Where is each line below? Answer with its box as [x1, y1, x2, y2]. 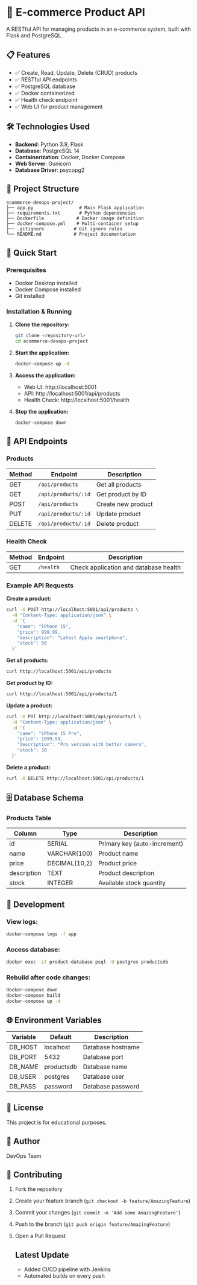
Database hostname [83, 1043, 140, 1051]
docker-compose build [6, 993, 61, 999]
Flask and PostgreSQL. [6, 31, 63, 39]
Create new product [96, 500, 153, 508]
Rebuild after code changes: [6, 973, 91, 982]
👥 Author [6, 1136, 40, 1146]
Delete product [96, 519, 139, 528]
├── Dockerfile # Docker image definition [6, 215, 145, 222]
